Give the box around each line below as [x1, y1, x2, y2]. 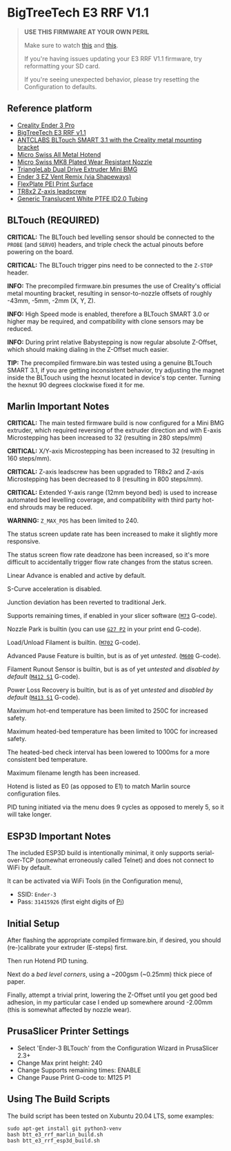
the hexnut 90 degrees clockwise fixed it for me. [7, 380, 145, 389]
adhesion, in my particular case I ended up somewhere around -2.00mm [7, 998, 212, 1007]
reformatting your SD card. [23, 62, 101, 70]
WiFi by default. [7, 863, 52, 872]
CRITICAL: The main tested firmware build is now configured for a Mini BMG [7, 419, 225, 427]
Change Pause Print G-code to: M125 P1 [17, 1073, 131, 1081]
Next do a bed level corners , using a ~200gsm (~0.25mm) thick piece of [7, 970, 212, 978]
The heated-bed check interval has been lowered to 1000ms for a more [7, 748, 210, 756]
